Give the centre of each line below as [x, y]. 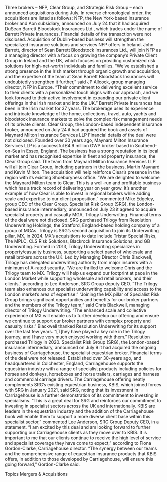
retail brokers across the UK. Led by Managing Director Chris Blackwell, [79, 257]
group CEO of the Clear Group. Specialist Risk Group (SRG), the [70, 204]
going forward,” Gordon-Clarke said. [43, 464]
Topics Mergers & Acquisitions [37, 474]
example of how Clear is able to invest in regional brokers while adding [78, 193]
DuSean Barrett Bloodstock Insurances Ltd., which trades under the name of [83, 29]
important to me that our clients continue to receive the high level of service [83, 438]
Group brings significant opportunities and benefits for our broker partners [82, 300]
